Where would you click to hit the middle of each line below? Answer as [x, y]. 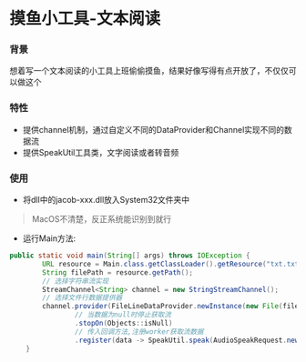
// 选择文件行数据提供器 [82, 298]
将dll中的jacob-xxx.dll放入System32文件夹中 [106, 200]
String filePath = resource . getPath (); [118, 272]
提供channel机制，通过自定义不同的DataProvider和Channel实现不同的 [153, 129]
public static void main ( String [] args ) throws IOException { [130, 256]
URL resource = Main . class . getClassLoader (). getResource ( [154, 264]
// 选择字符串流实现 [76, 281]
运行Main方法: [49, 238]
